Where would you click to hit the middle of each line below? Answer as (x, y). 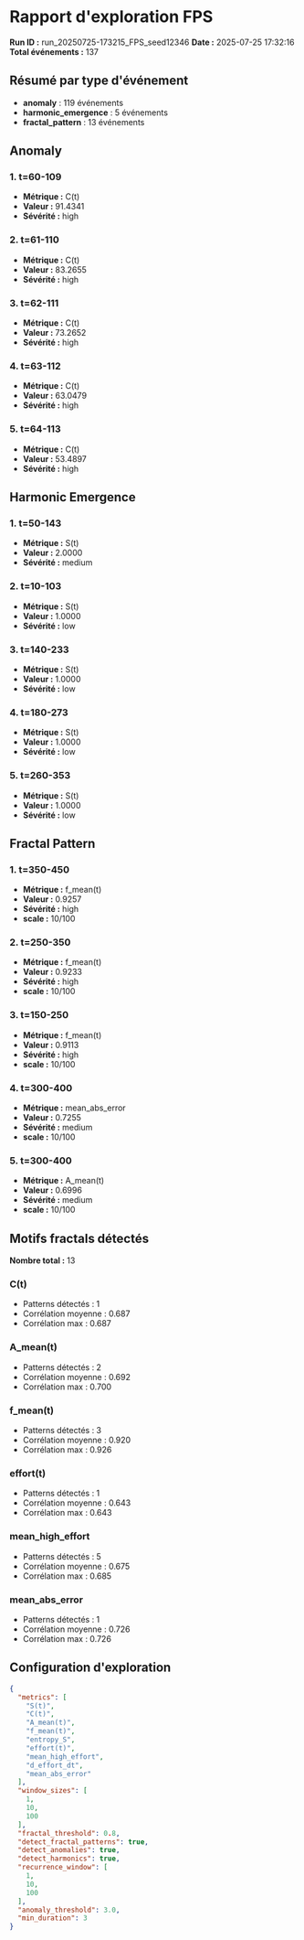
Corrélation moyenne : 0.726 (76, 1629)
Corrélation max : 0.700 (67, 1387)
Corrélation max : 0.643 (67, 1513)
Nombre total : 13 (42, 1260)
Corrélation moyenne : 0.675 (76, 1566)
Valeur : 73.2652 (54, 333)
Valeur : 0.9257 (52, 899)
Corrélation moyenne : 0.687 (76, 1313)
